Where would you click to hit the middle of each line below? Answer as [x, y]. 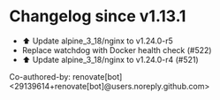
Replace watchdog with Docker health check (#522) [117, 50]
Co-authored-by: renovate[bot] [66, 76]
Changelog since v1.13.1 [98, 16]
